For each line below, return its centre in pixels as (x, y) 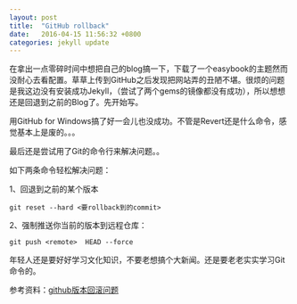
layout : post (33, 17)
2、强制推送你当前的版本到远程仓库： (78, 226)
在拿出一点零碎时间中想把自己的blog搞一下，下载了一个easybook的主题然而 (148, 69)
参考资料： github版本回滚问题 (64, 290)
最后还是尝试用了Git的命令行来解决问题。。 (87, 152)
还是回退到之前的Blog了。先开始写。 (76, 103)
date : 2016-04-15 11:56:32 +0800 (75, 34)
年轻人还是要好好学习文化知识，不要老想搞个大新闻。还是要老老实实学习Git (147, 260)
